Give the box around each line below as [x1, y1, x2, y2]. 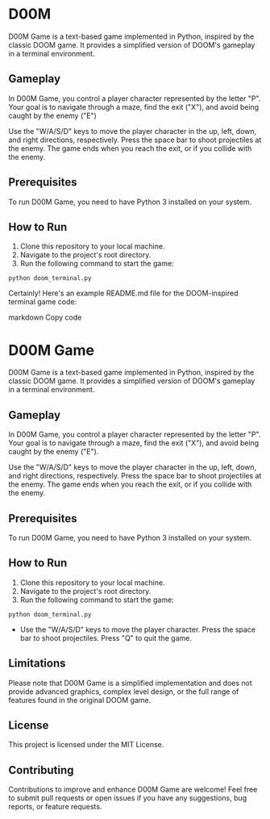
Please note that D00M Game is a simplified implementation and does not [8, 678, 252, 687]
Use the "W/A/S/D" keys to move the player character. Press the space [19, 625, 256, 634]
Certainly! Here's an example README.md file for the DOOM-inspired [8, 288, 239, 299]
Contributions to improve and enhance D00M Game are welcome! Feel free [8, 784, 258, 795]
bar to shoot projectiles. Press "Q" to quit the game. [19, 633, 192, 642]
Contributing [8, 763, 74, 777]
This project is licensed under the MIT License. [8, 740, 164, 750]
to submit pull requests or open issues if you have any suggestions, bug [8, 793, 247, 803]
